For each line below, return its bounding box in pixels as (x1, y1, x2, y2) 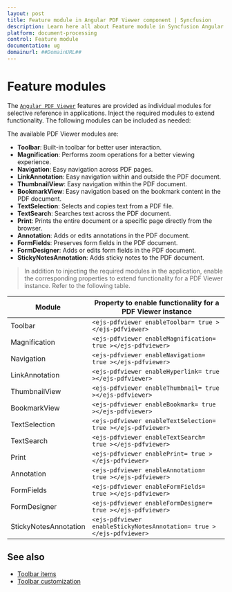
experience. (17, 157, 52, 166)
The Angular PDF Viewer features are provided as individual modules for (7, 101, 212, 109)
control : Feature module (7, 36, 79, 43)
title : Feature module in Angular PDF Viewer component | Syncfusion (7, 17, 212, 24)
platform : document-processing (7, 29, 97, 37)
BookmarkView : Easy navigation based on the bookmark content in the (17, 187, 221, 195)
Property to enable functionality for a (94, 298, 220, 307)
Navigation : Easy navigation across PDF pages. (17, 165, 153, 173)
